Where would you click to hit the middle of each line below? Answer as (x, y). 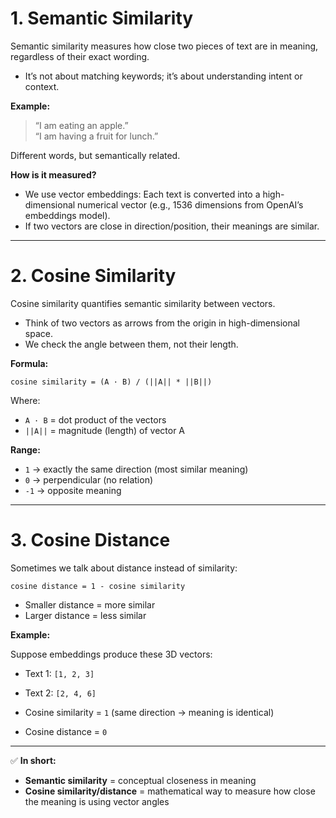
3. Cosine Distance (90, 540)
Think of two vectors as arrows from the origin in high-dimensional (162, 323)
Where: (25, 400)
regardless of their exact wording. (80, 56)
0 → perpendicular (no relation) (89, 479)
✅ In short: (33, 760)
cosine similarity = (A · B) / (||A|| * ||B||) (111, 382)
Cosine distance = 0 (66, 731)
